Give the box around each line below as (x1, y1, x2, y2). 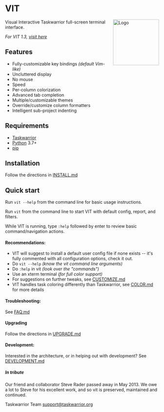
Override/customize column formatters (12, 102, 91, 108)
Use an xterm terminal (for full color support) (12, 271, 102, 277)
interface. (5, 24, 24, 30)
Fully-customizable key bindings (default (12, 61, 94, 66)
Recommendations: (5, 240, 46, 246)
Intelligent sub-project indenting (12, 107, 77, 113)
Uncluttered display (12, 71, 52, 77)
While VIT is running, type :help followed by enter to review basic (5, 223, 137, 229)
